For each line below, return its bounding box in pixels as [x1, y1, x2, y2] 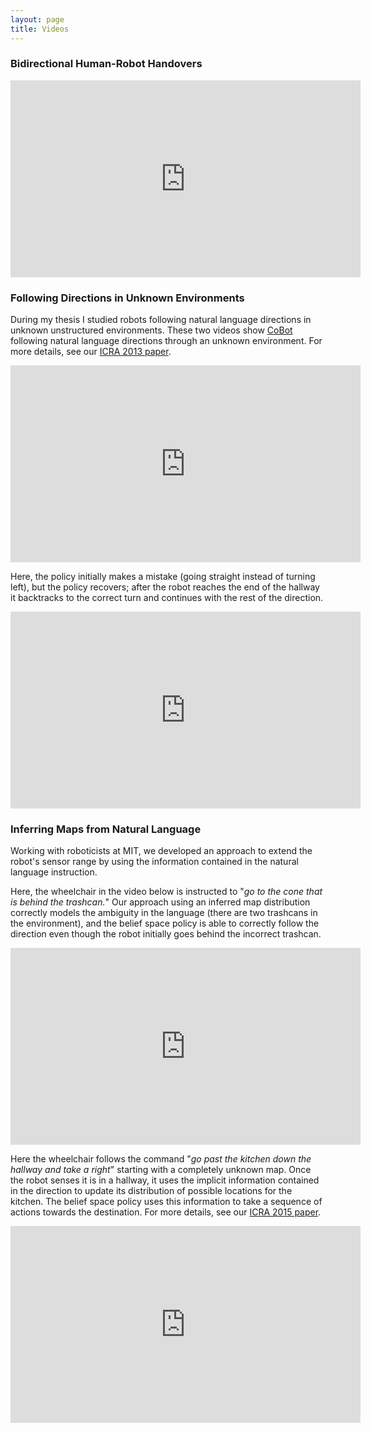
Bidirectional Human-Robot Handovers [10, 57, 203, 71]
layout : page [10, 14, 65, 25]
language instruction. [10, 866, 98, 878]
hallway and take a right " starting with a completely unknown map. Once [10, 1164, 312, 1176]
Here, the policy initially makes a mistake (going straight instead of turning [10, 571, 316, 583]
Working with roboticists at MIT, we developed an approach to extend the [10, 845, 313, 857]
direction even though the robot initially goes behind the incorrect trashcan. [10, 928, 322, 940]
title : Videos [10, 24, 70, 34]
